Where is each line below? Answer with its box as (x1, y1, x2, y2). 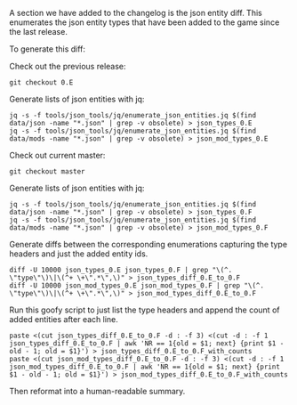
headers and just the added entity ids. (9, 248, 148, 259)
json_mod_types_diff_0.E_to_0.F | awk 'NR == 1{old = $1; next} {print (9, 362, 280, 371)
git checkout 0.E (9, 78, 74, 87)
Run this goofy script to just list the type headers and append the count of (9, 304, 280, 315)
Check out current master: (9, 150, 106, 160)
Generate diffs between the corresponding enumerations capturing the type (9, 239, 287, 249)
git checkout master (9, 167, 86, 176)
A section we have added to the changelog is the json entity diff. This (9, 8, 262, 18)
